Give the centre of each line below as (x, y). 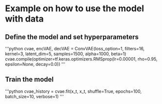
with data (24, 19)
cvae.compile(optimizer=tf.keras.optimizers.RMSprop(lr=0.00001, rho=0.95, (81, 59)
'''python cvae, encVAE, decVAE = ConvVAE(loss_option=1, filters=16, (75, 49)
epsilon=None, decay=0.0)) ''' (35, 64)
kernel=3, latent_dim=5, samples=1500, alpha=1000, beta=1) (66, 54)
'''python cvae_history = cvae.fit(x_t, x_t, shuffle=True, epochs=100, (73, 91)
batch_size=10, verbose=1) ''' (34, 96)
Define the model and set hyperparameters (72, 37)
